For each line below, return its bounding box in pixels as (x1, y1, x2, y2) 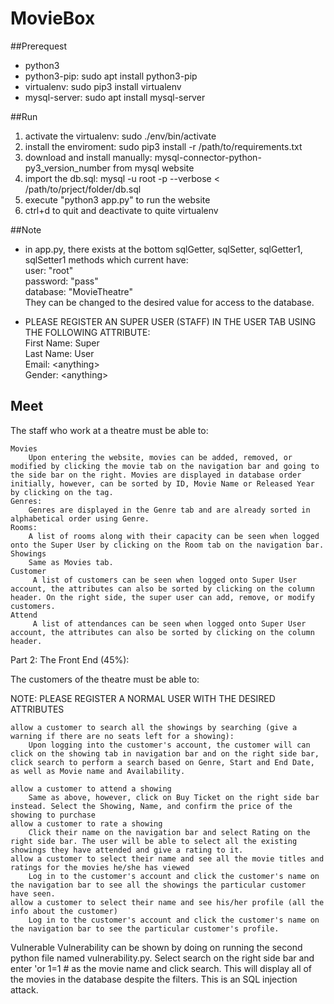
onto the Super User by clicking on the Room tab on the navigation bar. (10, 540, 325, 550)
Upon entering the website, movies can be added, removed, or (28, 452, 293, 462)
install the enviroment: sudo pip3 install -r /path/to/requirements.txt (24, 140, 303, 152)
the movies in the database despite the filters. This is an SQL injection (10, 973, 298, 985)
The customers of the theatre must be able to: (10, 673, 200, 685)
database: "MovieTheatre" (24, 285, 134, 297)
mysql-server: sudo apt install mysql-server (24, 91, 206, 103)
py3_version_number (24, 162, 112, 174)
